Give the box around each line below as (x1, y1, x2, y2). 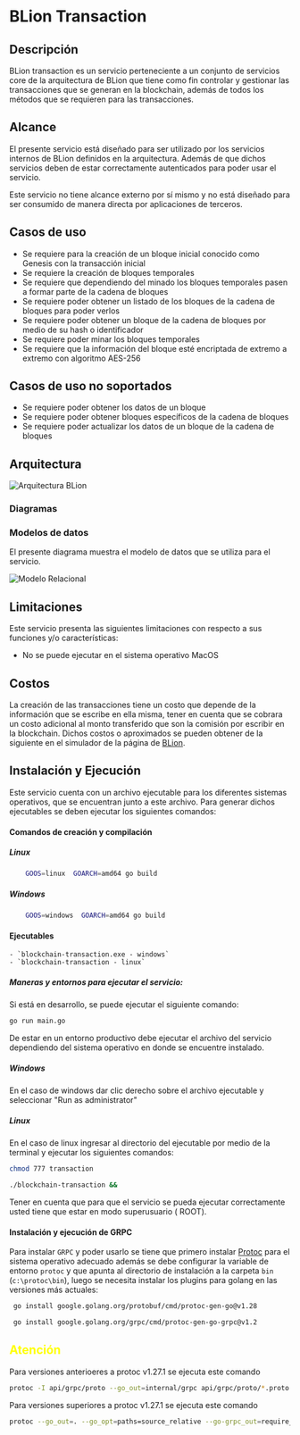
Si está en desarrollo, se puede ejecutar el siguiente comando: (9, 999, 239, 1010)
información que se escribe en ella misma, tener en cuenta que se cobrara (9, 709, 283, 720)
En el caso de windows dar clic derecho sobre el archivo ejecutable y (9, 1085, 264, 1096)
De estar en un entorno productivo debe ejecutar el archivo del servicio (9, 1033, 272, 1044)
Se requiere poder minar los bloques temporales (21, 333, 201, 345)
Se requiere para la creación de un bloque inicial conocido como (21, 248, 261, 259)
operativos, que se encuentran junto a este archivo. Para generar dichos (9, 797, 275, 807)
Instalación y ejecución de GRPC (9, 1226, 132, 1238)
